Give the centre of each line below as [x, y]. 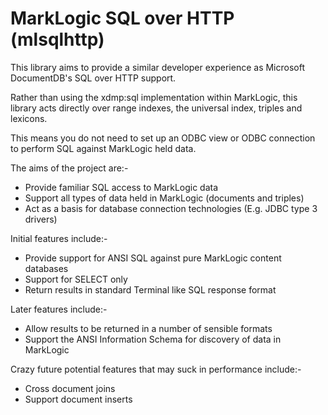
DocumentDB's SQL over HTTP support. [93, 78]
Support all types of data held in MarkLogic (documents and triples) [164, 198]
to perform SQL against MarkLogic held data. [103, 148]
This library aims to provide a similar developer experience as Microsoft [158, 67]
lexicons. [29, 118]
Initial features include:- [59, 238]
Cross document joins [70, 388]
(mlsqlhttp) [57, 39]
